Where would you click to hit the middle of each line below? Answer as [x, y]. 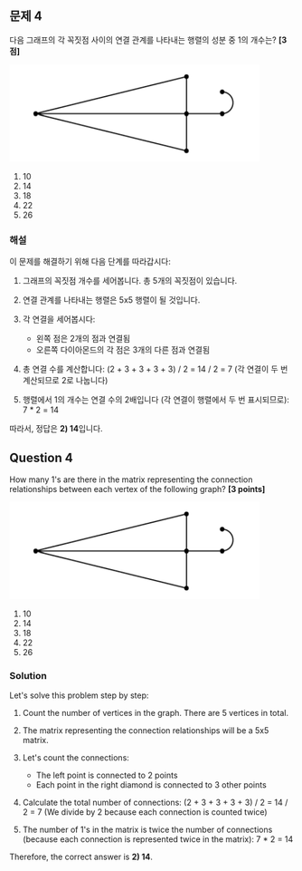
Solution [28, 675]
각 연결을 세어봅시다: [59, 319]
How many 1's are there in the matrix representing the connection [131, 479]
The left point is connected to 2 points [107, 775]
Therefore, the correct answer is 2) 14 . [81, 857]
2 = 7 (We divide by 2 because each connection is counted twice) [145, 812]
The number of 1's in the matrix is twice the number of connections [147, 830]
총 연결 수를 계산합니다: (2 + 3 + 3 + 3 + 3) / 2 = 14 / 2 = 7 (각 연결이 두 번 [155, 369]
